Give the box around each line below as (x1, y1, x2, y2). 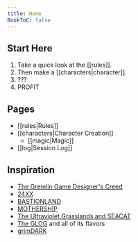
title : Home (7, 10, 42, 17)
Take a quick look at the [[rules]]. (17, 60, 112, 70)
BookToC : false (7, 17, 51, 24)
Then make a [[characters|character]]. (17, 68, 127, 76)
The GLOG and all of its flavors (17, 219, 105, 227)
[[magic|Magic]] (27, 136, 74, 145)
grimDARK (17, 227, 47, 235)
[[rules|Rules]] (17, 122, 59, 130)
